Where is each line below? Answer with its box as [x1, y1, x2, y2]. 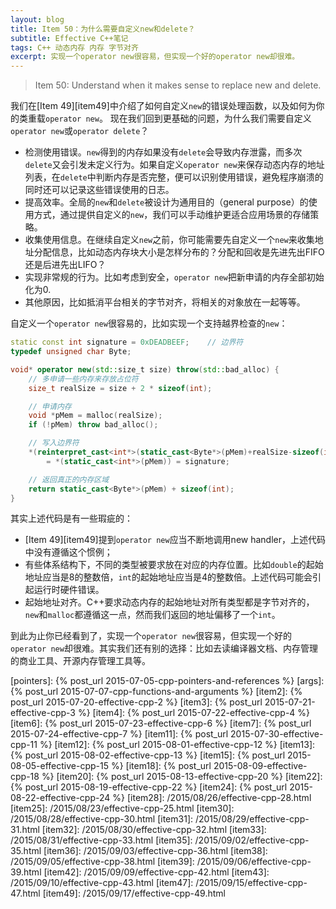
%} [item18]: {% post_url [110, 760, 212, 772]
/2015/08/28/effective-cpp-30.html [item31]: [10, 813, 194, 825]
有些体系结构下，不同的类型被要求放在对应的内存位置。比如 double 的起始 [24, 559, 324, 571]
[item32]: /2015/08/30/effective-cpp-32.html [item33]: [41, 824, 267, 836]
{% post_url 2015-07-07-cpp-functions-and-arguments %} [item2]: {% [10, 686, 303, 698]
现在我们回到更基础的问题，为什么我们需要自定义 [109, 112, 312, 125]
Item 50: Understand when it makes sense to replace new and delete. [34, 79, 322, 91]
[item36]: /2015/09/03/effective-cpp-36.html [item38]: [43, 845, 268, 857]
